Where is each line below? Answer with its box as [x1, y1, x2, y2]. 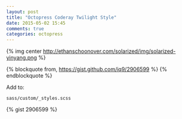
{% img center [6, 47, 42, 55]
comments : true [6, 25, 44, 32]
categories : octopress [6, 31, 63, 37]
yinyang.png [6, 54, 37, 61]
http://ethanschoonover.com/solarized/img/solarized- [43, 47, 176, 55]
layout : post [6, 8, 39, 15]
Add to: [6, 84, 25, 91]
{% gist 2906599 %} [6, 106, 58, 113]
